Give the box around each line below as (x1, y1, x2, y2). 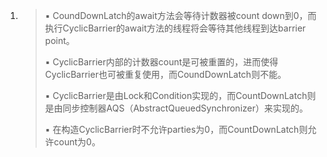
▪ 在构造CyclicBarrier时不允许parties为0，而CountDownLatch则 (44, 124, 308, 135)
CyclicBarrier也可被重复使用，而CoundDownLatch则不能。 (44, 69, 287, 80)
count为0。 (53, 136, 101, 148)
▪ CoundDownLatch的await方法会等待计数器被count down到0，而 (44, 10, 317, 21)
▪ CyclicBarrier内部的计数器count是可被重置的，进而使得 (44, 56, 279, 68)
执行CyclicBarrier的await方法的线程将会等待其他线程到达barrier (44, 22, 307, 34)
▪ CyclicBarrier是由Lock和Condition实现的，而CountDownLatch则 (44, 90, 317, 101)
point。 (44, 35, 75, 46)
